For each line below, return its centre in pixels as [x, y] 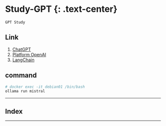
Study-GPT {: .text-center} [61, 9]
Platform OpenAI [29, 54]
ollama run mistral [25, 91]
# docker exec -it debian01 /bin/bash [45, 87]
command [21, 75]
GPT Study [15, 22]
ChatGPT [21, 49]
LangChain [23, 60]
